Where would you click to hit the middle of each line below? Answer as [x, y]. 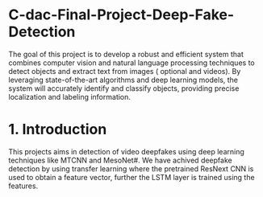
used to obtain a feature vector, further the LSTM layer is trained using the [132, 177]
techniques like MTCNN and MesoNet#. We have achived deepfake [120, 160]
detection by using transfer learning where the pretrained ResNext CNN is [131, 168]
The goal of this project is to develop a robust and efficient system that [126, 54]
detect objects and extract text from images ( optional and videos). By [125, 71]
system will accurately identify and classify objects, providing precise [124, 88]
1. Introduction [58, 129]
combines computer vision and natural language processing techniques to [132, 63]
